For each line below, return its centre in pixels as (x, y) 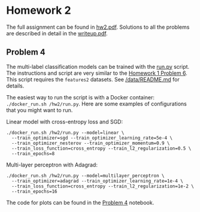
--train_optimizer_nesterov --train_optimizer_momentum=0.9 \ (91, 143)
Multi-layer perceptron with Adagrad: (52, 165)
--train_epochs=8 (33, 153)
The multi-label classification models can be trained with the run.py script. (98, 66)
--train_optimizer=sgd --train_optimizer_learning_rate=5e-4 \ (92, 138)
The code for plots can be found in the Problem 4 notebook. (80, 202)
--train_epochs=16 (35, 191)
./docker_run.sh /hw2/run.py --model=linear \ (65, 132)
